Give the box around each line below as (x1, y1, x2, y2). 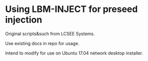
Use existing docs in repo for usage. (5, 40, 80, 46)
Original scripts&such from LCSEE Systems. (5, 30, 95, 36)
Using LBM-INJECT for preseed (5, 3, 138, 15)
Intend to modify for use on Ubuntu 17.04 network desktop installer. (5, 50, 144, 56)
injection (5, 14, 42, 25)
